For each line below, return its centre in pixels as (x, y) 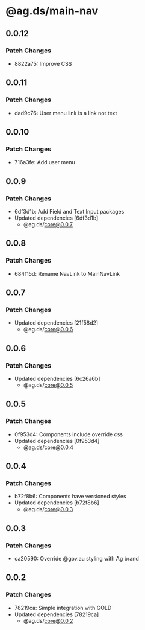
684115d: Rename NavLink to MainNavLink (67, 273)
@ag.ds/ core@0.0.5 (48, 385)
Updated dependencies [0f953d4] (57, 441)
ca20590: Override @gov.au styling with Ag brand (77, 559)
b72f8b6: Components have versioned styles (70, 497)
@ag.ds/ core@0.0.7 (48, 224)
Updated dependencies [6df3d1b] (56, 218)
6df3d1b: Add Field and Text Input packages (69, 211)
